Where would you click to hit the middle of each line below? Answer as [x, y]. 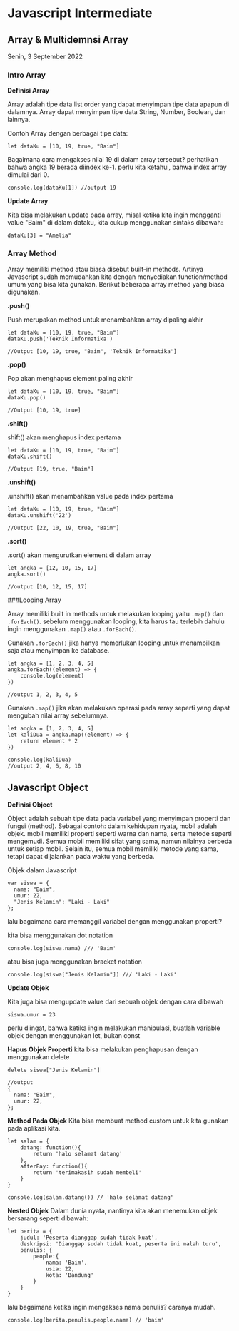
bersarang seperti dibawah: [48, 1218]
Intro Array [27, 75]
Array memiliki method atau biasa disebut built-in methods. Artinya [106, 269]
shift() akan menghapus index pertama [64, 437]
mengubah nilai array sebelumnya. [58, 715]
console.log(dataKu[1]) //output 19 [62, 188]
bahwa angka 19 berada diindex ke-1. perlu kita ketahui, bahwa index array [117, 167]
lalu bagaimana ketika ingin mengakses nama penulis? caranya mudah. [112, 1307]
